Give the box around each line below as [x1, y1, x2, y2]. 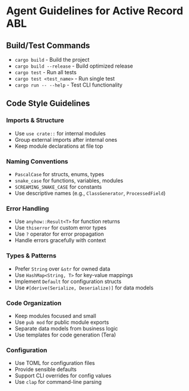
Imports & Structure [6, 116, 64, 125]
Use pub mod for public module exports [14, 319, 110, 326]
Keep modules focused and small [14, 312, 97, 319]
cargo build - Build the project [14, 56, 90, 63]
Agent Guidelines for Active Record [6, 4, 184, 18]
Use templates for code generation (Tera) [14, 331, 117, 338]
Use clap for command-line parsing [14, 379, 102, 386]
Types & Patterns [6, 252, 57, 260]
